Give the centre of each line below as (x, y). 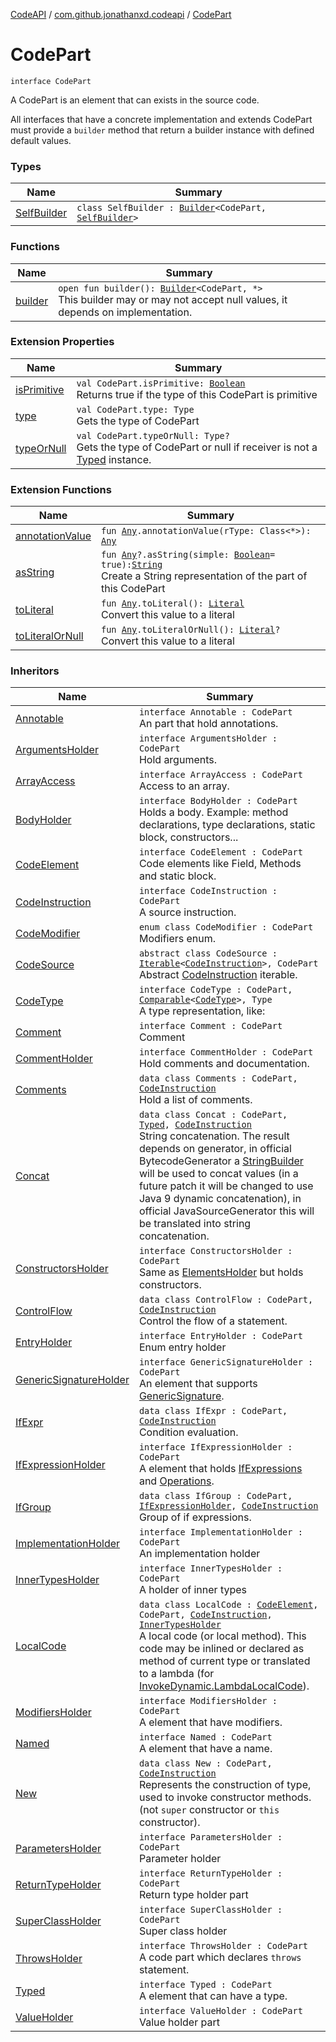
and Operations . (176, 1481)
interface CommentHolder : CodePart (226, 1052)
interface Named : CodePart (205, 1737)
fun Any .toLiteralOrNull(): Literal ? (191, 630)
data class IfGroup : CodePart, (215, 1496)
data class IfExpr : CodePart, (213, 1411)
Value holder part (179, 2022)
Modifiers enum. (177, 939)
